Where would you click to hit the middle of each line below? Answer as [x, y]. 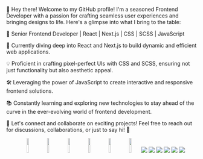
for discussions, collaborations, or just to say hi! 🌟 [68, 130]
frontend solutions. [30, 91]
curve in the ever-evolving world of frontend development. [79, 112]
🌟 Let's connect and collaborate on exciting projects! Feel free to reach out [99, 123]
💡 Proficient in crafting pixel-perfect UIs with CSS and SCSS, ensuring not [98, 64]
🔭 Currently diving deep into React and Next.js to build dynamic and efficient [101, 45]
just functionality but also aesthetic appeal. [60, 70]
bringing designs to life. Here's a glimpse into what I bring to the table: [94, 22]
